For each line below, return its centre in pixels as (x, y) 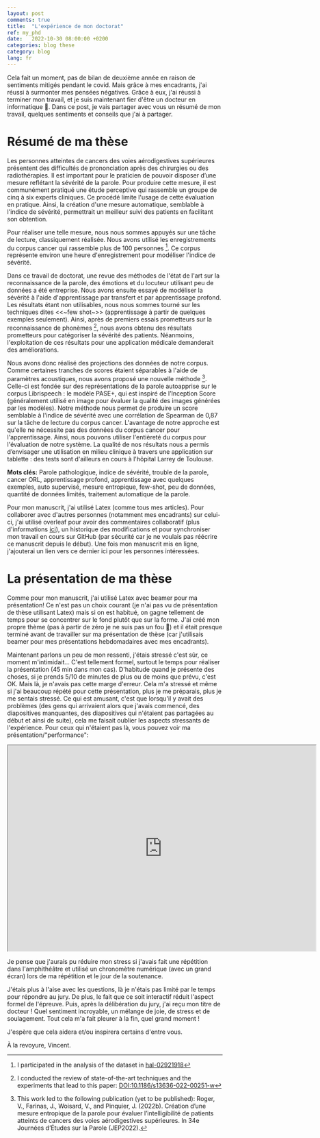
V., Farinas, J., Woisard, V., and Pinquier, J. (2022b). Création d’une (111, 1106)
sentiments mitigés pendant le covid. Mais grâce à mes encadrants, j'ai (107, 85)
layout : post (26, 13)
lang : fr (19, 58)
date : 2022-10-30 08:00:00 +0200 (58, 39)
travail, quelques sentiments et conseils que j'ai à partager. (90, 114)
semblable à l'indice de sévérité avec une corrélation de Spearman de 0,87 (112, 415)
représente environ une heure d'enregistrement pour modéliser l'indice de (111, 255)
